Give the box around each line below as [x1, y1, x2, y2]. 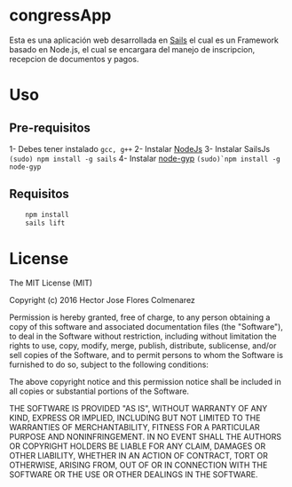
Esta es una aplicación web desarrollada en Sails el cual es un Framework [9, 35, 280, 45]
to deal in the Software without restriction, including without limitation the [9, 331, 277, 342]
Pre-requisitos [9, 120, 91, 135]
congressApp [9, 5, 112, 26]
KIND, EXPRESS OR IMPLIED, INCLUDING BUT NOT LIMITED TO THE [9, 412, 261, 423]
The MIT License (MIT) [9, 277, 93, 289]
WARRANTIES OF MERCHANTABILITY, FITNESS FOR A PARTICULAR [9, 422, 260, 433]
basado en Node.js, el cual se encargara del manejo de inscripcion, [9, 44, 256, 54]
